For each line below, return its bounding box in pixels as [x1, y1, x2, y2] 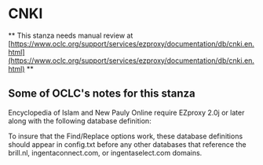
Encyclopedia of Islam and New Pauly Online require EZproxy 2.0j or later [8, 108, 245, 117]
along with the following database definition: [8, 115, 152, 126]
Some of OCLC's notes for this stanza [8, 87, 195, 101]
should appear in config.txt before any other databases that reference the [8, 139, 247, 149]
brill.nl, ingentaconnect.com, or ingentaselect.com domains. [8, 148, 203, 157]
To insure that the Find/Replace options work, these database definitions [8, 131, 243, 141]
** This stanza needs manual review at [8, 31, 133, 40]
